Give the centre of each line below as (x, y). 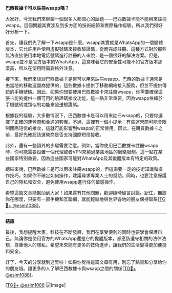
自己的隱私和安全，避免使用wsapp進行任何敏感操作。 (62, 182)
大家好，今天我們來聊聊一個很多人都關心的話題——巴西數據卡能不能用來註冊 (86, 19)
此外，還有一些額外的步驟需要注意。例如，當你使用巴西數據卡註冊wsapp (82, 145)
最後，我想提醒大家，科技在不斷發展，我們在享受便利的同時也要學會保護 (81, 232)
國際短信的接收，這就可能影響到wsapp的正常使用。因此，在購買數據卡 (84, 128)
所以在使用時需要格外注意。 (48, 68)
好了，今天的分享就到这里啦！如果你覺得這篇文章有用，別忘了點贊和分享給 (84, 262)
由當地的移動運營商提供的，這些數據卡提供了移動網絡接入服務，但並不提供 (84, 85)
